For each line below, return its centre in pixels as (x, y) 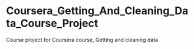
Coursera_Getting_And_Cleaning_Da (97, 11)
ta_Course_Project (52, 23)
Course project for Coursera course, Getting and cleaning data (82, 40)
